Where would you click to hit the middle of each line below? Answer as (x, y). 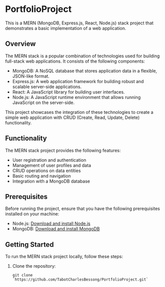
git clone (23, 275)
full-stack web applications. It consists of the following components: (75, 61)
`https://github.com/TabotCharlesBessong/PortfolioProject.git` (80, 280)
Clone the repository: (34, 266)
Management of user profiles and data (51, 165)
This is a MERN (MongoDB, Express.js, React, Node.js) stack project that (80, 23)
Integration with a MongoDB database (51, 181)
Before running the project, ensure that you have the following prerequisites (82, 209)
